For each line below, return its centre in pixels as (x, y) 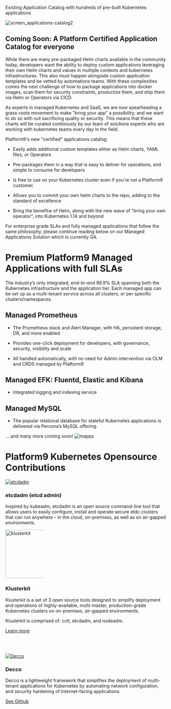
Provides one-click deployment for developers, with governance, (81, 343)
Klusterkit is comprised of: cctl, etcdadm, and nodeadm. (65, 621)
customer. (23, 185)
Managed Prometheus (41, 315)
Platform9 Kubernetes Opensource (81, 457)
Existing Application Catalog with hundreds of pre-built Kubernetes (76, 7)
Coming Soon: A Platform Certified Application (81, 39)
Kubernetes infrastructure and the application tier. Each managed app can (83, 288)
